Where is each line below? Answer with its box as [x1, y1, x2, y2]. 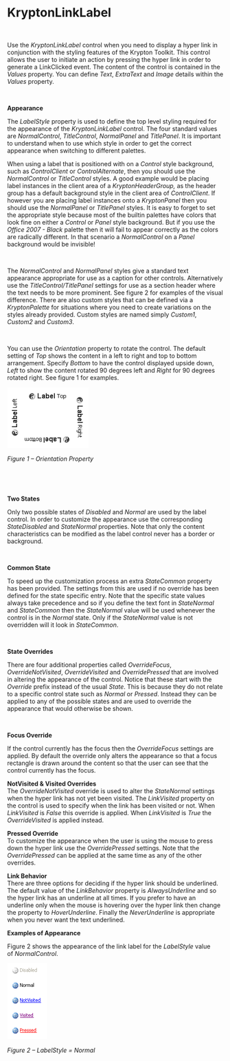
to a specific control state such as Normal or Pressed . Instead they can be [7, 689, 217, 698]
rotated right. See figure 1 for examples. [7, 373, 119, 382]
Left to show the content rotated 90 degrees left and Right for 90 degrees [7, 366, 215, 374]
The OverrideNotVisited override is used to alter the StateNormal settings [7, 786, 215, 795]
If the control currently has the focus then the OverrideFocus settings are [7, 744, 214, 753]
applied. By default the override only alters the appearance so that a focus [7, 751, 218, 760]
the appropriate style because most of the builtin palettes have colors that [7, 211, 216, 219]
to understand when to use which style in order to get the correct [7, 139, 192, 147]
